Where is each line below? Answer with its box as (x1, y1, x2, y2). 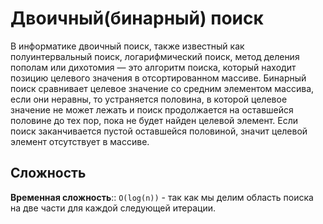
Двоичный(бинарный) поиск (10, 7, 264, 30)
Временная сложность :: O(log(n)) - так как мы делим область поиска (10, 191, 314, 203)
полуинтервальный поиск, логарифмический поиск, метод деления (10, 50, 300, 62)
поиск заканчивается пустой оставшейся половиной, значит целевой (10, 125, 308, 137)
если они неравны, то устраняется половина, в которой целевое (10, 93, 288, 105)
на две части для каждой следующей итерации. (10, 202, 216, 214)
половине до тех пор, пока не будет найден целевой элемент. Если (10, 114, 298, 126)
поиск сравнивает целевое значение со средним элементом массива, (10, 82, 315, 94)
